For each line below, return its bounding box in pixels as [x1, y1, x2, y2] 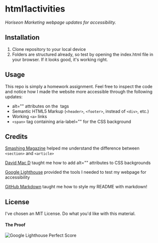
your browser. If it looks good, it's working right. [12, 57, 108, 62]
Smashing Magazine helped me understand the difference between [5, 145, 140, 151]
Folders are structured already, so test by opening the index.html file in [12, 51, 154, 57]
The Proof [5, 222, 26, 228]
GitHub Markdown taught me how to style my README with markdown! [5, 184, 148, 190]
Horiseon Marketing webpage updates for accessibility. [5, 19, 116, 25]
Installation [5, 33, 40, 42]
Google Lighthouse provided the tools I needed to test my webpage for [5, 169, 146, 175]
